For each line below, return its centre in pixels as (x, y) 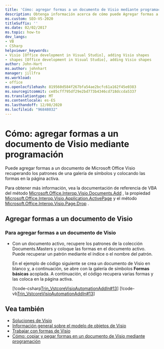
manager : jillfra (23, 73)
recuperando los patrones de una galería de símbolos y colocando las (75, 173)
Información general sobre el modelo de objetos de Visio (69, 326)
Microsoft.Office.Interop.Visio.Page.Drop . (47, 203)
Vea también (25, 309)
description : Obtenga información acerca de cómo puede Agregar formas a (82, 14)
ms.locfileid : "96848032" (31, 110)
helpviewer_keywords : (27, 50)
